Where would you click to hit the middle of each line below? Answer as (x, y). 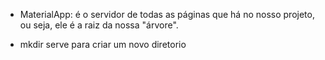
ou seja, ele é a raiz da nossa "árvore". (99, 25)
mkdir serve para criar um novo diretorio (103, 44)
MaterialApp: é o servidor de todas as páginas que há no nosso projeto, (167, 14)
